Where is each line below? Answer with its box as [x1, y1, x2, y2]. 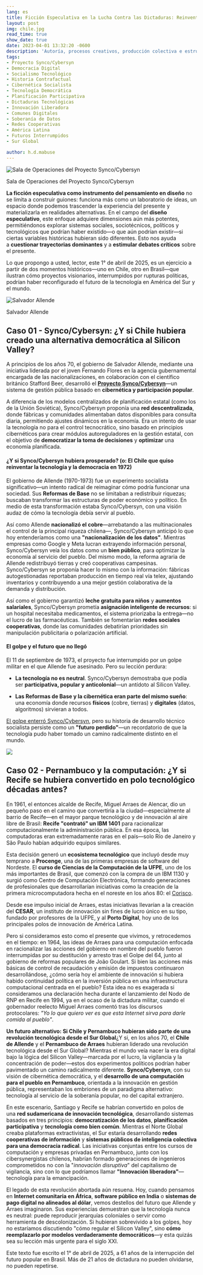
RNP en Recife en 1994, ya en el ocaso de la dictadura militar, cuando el [6, 997, 185, 1004]
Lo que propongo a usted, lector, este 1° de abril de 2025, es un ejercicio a [6, 259, 192, 266]
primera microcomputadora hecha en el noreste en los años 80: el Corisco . [6, 889, 193, 897]
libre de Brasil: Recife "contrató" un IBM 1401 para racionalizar [6, 820, 164, 827]
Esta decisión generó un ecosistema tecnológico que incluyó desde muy [6, 851, 189, 858]
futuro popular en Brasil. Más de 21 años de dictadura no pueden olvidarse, [6, 1256, 194, 1263]
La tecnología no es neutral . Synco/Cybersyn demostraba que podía [14, 674, 187, 682]
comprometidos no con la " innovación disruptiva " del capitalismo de [6, 1161, 177, 1168]
